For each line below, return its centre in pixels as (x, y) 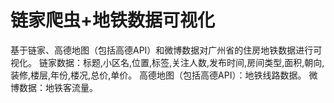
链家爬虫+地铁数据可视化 (113, 20)
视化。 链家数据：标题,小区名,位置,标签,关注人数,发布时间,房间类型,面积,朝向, (167, 62)
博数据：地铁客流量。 (54, 87)
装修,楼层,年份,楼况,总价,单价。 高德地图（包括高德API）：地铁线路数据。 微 (164, 75)
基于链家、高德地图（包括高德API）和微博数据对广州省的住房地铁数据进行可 (166, 50)
